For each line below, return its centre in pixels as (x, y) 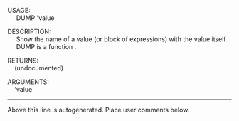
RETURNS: (23, 60)
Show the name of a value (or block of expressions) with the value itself (121, 39)
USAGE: (19, 10)
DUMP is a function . (46, 47)
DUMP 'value (35, 18)
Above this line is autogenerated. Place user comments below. (99, 110)
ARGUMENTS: (28, 82)
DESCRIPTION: (29, 32)
